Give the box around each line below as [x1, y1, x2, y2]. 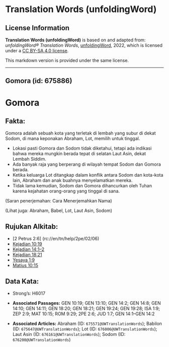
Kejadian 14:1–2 [12, 246, 45, 252]
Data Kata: [5, 277, 39, 286]
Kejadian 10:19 [12, 241, 43, 247]
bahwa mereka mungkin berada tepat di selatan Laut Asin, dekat [12, 151, 146, 157]
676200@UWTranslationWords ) [12, 336, 71, 343]
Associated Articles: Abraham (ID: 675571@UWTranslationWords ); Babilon [12, 321, 162, 327]
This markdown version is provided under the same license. [5, 57, 129, 63]
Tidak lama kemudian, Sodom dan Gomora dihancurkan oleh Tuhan [12, 183, 152, 189]
